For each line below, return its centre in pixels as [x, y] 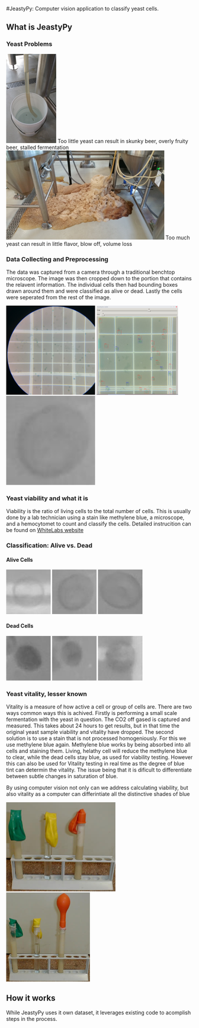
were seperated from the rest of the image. [59, 297]
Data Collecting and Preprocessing [57, 259]
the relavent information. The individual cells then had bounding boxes [92, 284]
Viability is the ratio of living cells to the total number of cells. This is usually [99, 511]
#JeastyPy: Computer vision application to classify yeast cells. [82, 9]
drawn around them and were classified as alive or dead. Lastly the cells [94, 291]
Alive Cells [20, 559]
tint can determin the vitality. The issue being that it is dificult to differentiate [99, 770]
